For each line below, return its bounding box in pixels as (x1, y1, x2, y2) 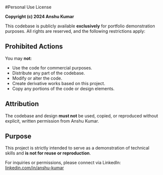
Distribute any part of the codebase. (12, 70, 85, 76)
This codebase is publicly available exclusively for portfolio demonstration (5, 23, 155, 29)
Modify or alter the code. (12, 75, 62, 81)
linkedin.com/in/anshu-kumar (5, 165, 64, 171)
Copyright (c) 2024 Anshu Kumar (5, 14, 74, 19)
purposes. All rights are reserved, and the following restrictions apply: (5, 28, 145, 34)
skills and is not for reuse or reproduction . (5, 150, 91, 156)
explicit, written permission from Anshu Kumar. (5, 118, 99, 124)
